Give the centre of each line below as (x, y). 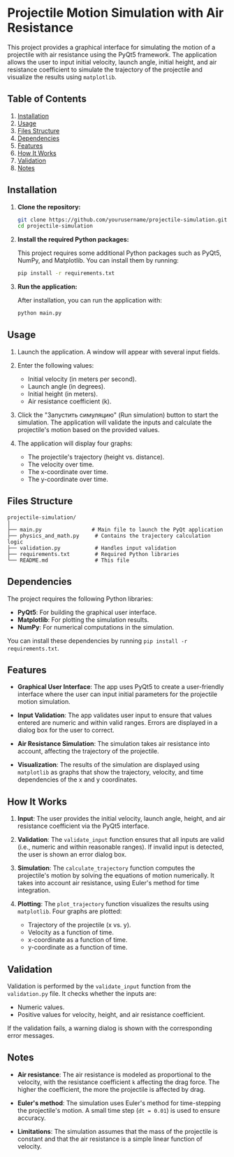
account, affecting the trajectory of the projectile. (88, 751)
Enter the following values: (56, 365)
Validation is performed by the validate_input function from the (99, 986)
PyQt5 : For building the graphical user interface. (87, 612)
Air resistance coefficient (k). (70, 401)
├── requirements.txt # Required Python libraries (93, 554)
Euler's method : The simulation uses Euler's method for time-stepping (119, 1103)
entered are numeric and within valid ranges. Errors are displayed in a (117, 723)
